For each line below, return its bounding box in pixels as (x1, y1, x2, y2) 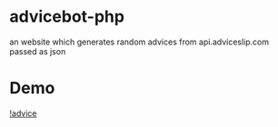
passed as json (9, 45, 66, 56)
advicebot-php (9, 6, 125, 27)
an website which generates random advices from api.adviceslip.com (9, 36, 270, 47)
